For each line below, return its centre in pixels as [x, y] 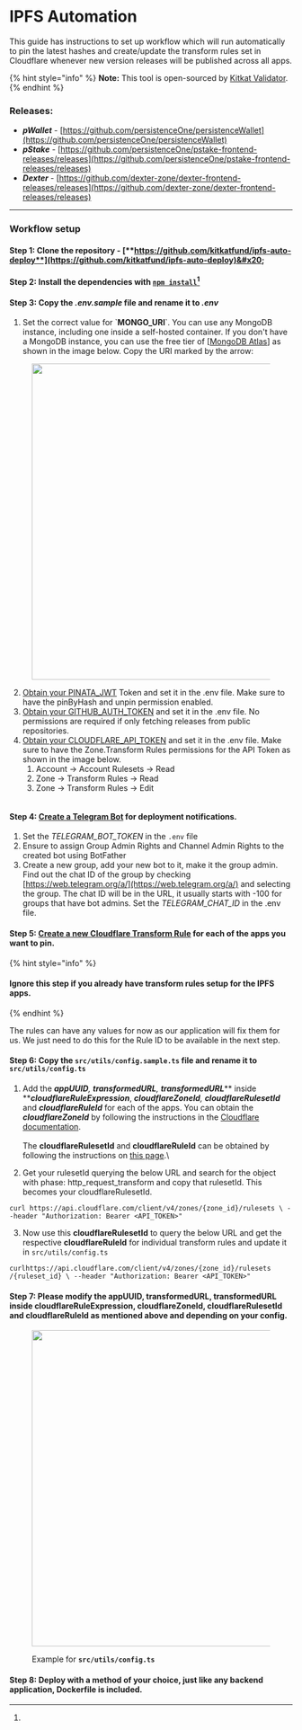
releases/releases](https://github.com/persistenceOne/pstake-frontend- [156, 159]
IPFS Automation [73, 17]
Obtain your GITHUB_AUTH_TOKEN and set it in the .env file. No [141, 712]
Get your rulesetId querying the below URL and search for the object [149, 1173]
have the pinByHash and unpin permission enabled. [118, 702]
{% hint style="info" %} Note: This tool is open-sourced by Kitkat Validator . [149, 77]
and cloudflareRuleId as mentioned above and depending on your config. [148, 1315]
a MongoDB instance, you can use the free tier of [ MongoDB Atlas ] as [151, 342]
